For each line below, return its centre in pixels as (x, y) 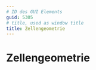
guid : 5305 (20, 17)
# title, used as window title (45, 23)
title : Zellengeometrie (36, 28)
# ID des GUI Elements (34, 12)
